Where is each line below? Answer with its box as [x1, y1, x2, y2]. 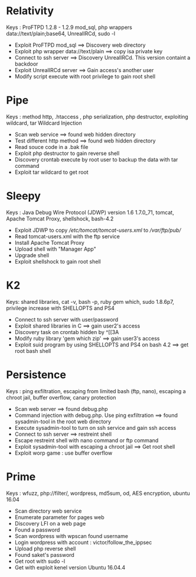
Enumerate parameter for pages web [14, 513, 104, 521]
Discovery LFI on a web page [14, 520, 86, 527]
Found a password [14, 526, 60, 533]
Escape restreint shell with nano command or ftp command [14, 436, 159, 444]
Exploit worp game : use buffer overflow [14, 449, 113, 456]
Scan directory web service [14, 507, 82, 514]
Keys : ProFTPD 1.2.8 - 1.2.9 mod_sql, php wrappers [6, 24, 133, 31]
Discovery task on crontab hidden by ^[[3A [14, 328, 119, 335]
